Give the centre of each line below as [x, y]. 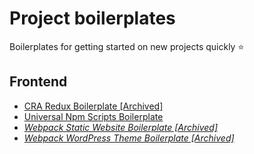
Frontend [38, 82]
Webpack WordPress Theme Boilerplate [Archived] [129, 138]
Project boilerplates [92, 18]
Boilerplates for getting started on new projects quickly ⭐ [127, 46]
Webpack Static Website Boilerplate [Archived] [120, 127]
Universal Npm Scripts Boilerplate [93, 116]
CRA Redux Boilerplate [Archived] [93, 106]
